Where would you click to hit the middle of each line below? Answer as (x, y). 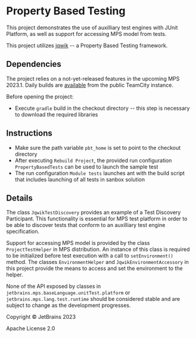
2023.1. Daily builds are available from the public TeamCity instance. (90, 85)
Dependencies (34, 64)
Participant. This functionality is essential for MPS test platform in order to (97, 219)
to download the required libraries (56, 114)
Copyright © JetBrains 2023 (41, 317)
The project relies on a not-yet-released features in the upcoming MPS (93, 78)
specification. (23, 232)
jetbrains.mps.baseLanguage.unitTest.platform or (68, 293)
